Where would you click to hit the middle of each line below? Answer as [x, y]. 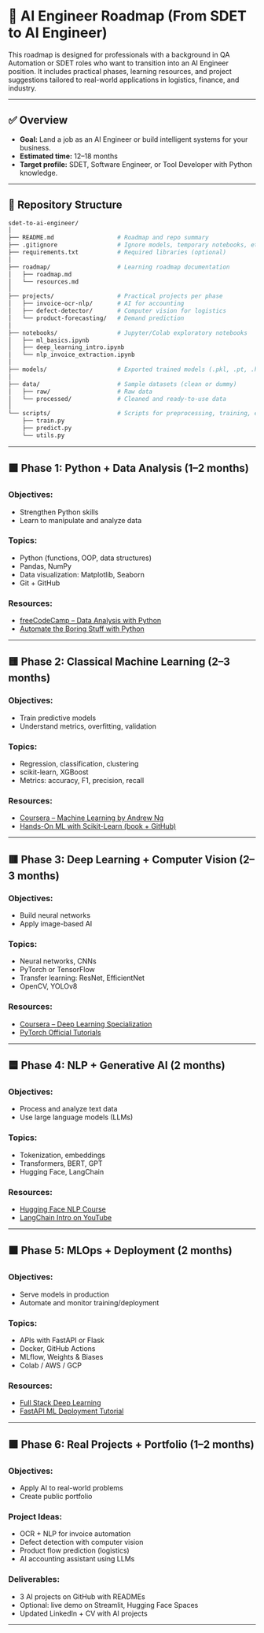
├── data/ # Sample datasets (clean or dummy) [123, 384]
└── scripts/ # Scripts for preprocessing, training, [130, 414]
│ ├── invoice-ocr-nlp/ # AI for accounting [96, 304]
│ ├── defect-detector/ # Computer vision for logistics [117, 311]
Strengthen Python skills [59, 512]
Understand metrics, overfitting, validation [88, 726]
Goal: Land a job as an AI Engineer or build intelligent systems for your [134, 139]
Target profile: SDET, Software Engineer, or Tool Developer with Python [136, 164]
